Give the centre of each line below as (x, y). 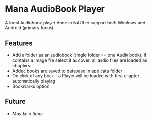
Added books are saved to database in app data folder (67, 71)
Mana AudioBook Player (55, 9)
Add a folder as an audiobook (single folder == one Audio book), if (79, 55)
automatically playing (34, 81)
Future (15, 102)
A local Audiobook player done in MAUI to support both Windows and (75, 23)
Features (19, 43)
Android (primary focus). (30, 27)
